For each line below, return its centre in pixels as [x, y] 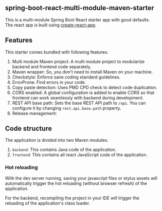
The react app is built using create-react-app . [51, 25]
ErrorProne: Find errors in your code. [49, 82]
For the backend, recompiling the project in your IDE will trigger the [72, 198]
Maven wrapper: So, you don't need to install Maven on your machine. [82, 72]
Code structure [28, 129]
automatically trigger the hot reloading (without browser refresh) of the [76, 183]
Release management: [35, 113]
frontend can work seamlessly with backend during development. [78, 97]
